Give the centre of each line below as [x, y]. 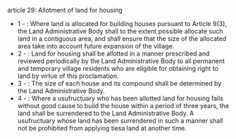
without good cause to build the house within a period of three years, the [123, 106]
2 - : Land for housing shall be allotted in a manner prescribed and [113, 53]
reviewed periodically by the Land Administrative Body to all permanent [121, 61]
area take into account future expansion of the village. [96, 46]
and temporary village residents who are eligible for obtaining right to [118, 68]
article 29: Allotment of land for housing [65, 10]
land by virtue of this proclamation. [68, 76]
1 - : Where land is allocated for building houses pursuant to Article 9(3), [122, 24]
